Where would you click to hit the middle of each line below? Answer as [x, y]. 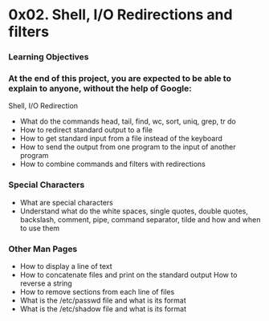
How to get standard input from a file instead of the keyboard [121, 139]
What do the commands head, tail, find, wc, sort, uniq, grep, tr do [128, 121]
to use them [40, 228]
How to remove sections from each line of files [97, 292]
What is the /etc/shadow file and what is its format [103, 309]
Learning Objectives [49, 57]
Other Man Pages [43, 249]
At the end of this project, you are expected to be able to [120, 79]
